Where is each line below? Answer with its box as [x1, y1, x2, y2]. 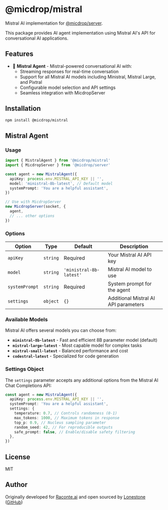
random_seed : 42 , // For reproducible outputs [14, 425, 113, 430]
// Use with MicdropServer [5, 199, 61, 204]
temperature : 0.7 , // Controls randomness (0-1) [14, 411, 117, 416]
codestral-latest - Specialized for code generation [12, 353, 119, 359]
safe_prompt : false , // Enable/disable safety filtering [14, 429, 135, 435]
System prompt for [107, 280, 152, 287]
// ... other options [9, 213, 55, 218]
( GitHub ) [5, 499, 23, 505]
